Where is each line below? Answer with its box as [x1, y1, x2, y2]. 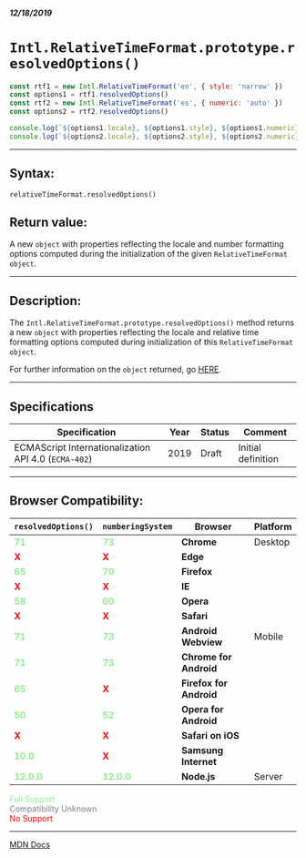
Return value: [9, 214, 88, 230]
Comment [242, 426, 288, 439]
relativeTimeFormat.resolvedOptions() [9, 189, 157, 199]
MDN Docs [9, 839, 51, 850]
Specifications [9, 399, 94, 414]
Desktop [253, 536, 291, 548]
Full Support [9, 793, 56, 804]
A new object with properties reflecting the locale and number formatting [9, 239, 284, 250]
